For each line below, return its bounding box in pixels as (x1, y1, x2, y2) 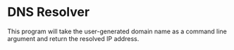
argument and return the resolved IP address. (7, 34, 140, 42)
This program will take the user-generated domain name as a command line (7, 27, 227, 35)
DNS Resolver (7, 4, 90, 20)
